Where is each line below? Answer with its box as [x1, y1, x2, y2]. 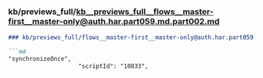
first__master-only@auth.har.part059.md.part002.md [8, 16, 220, 27]
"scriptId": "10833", [77, 62, 149, 70]
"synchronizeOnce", [8, 55, 72, 63]
